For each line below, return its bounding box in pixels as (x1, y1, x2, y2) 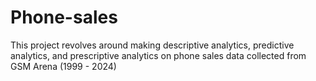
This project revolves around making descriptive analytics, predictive (10, 39, 295, 51)
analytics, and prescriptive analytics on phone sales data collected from (10, 49, 307, 61)
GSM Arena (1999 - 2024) (10, 60, 117, 72)
